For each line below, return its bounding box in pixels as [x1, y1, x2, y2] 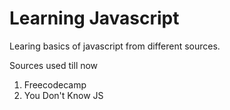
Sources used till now [9, 59, 99, 71]
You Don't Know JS [23, 89, 104, 101]
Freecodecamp [23, 78, 87, 91]
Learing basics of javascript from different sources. [9, 40, 221, 52]
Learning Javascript [9, 7, 180, 30]
